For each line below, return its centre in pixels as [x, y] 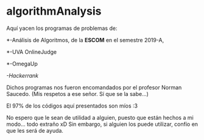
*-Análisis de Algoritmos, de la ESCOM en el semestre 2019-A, [85, 40]
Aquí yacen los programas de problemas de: [62, 28]
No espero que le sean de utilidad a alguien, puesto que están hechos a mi [100, 117]
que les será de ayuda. [35, 130]
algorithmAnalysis [54, 11]
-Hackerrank [22, 75]
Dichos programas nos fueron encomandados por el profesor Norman [94, 87]
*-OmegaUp [22, 64]
